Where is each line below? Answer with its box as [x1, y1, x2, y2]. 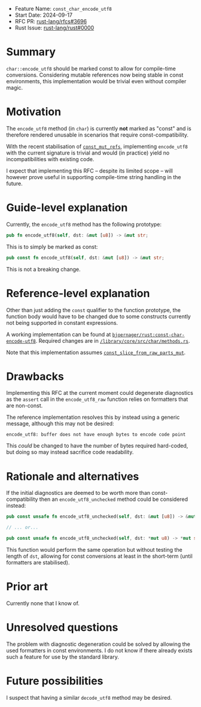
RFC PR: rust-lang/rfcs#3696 [14, 18, 87, 25]
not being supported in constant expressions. [6, 319, 118, 326]
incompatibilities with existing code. [6, 155, 95, 162]
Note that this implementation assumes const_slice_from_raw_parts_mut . [6, 349, 186, 356]
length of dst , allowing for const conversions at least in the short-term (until [6, 552, 193, 560]
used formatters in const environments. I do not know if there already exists [6, 646, 193, 654]
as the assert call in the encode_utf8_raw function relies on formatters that [6, 395, 188, 403]
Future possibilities [6, 674, 103, 688]
